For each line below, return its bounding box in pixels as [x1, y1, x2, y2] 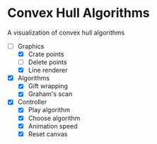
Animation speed [28, 121, 78, 130]
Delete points [28, 58, 67, 66]
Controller [17, 97, 47, 107]
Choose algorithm [28, 114, 81, 122]
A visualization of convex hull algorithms [7, 28, 125, 37]
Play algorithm [28, 106, 71, 114]
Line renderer [28, 66, 68, 75]
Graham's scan [28, 90, 73, 98]
